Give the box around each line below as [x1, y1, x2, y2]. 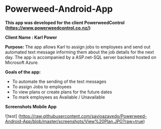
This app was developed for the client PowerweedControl [5, 20, 125, 26]
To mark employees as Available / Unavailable [12, 94, 106, 100]
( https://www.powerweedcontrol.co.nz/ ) [5, 25, 91, 30]
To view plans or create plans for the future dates [12, 89, 112, 95]
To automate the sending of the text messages [12, 78, 107, 84]
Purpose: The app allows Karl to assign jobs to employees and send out [5, 44, 151, 50]
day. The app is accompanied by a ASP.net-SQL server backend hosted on [5, 54, 157, 60]
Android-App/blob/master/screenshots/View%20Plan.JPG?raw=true [5, 118, 144, 124]
